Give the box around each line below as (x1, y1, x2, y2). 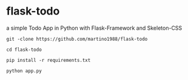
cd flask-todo (6, 47, 42, 53)
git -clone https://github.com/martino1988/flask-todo (6, 36, 148, 42)
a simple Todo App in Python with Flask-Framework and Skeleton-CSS (6, 24, 183, 32)
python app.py (6, 68, 42, 74)
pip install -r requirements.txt (6, 57, 91, 63)
